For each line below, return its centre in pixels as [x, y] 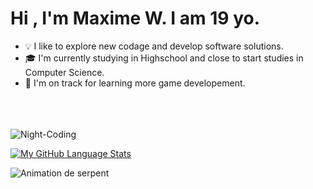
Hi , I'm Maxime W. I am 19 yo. [135, 18]
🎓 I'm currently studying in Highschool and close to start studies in [164, 58]
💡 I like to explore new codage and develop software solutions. [154, 46]
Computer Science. [64, 72]
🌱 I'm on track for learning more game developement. [135, 83]
